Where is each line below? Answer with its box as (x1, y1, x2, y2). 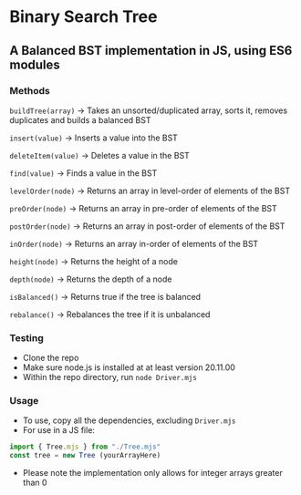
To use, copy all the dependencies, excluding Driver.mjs (22, 415, 236, 426)
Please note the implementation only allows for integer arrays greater (22, 468, 283, 479)
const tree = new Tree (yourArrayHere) (9, 451, 161, 460)
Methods (9, 84, 50, 97)
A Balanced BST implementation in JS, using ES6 (9, 43, 293, 58)
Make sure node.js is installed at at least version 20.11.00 (22, 362, 235, 373)
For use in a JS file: (22, 425, 96, 436)
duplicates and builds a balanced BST (9, 114, 151, 125)
